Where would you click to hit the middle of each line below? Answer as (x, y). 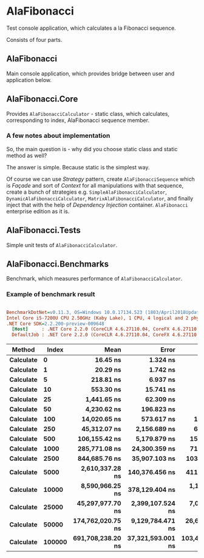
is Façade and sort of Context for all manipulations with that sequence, (95, 185)
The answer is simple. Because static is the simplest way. (78, 167)
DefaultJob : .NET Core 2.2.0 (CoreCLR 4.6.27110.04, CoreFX (91, 335)
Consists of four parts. (34, 39)
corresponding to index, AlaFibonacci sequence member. (78, 120)
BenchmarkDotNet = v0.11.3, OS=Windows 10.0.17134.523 (74, 312)
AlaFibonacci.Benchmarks (58, 264)
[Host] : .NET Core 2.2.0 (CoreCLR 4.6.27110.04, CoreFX (91, 329)
